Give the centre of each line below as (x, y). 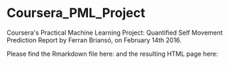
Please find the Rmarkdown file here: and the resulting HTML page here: (113, 54)
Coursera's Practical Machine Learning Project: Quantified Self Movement (115, 32)
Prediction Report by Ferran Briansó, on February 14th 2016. (94, 40)
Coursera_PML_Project (76, 13)
